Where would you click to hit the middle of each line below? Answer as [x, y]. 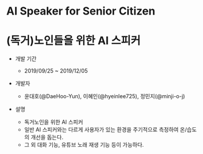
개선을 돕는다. [47, 137]
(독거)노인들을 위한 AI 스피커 [74, 41]
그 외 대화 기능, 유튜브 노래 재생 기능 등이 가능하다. [84, 145]
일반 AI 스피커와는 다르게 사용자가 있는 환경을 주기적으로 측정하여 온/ [105, 130]
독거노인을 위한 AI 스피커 [53, 122]
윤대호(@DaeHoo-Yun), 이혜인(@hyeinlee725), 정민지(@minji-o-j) [105, 96]
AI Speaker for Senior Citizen [81, 11]
